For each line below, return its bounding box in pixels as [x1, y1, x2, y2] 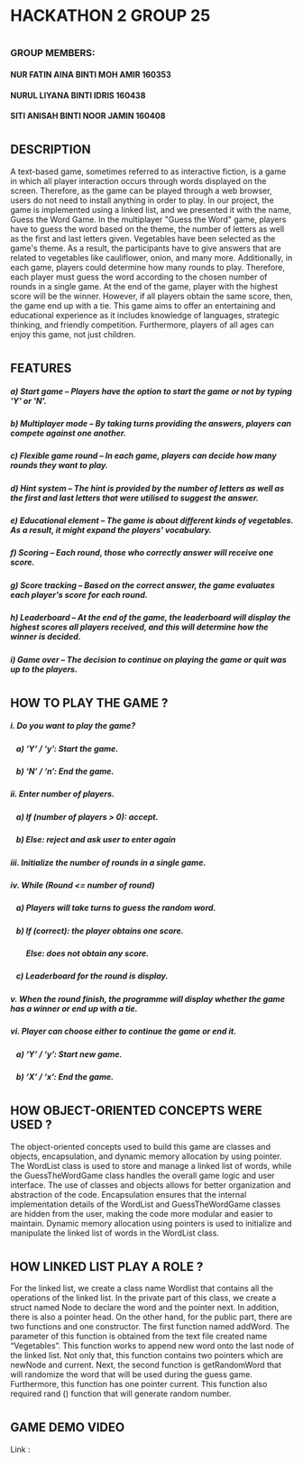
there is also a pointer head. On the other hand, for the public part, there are [10, 1311, 292, 1322]
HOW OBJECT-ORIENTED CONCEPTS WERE [10, 1103, 262, 1118]
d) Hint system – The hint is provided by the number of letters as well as [10, 483, 285, 493]
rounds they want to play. [10, 460, 109, 471]
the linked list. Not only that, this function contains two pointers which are [10, 1350, 284, 1361]
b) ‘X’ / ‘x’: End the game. [15, 1071, 115, 1082]
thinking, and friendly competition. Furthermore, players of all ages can [10, 319, 274, 330]
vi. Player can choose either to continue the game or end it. [10, 1025, 237, 1037]
